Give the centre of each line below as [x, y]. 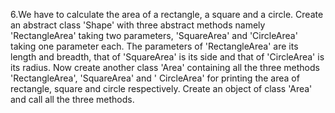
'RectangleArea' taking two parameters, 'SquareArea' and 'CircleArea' [154, 35]
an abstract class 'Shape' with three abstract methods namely [138, 25]
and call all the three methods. [72, 99]
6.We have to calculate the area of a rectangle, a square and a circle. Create [167, 14]
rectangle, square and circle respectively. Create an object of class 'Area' [161, 88]
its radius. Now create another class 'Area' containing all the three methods [165, 67]
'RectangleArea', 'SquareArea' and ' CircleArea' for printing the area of [155, 78]
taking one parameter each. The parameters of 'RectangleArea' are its [154, 46]
